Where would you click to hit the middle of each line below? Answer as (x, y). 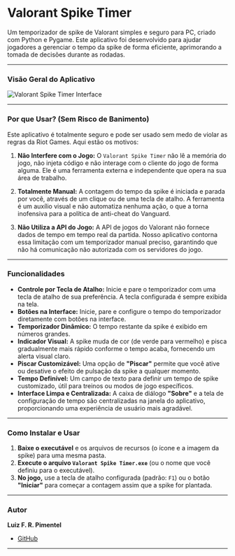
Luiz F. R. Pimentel (34, 525)
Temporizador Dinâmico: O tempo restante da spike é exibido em (112, 326)
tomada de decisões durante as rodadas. (66, 55)
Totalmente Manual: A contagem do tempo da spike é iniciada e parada (121, 191)
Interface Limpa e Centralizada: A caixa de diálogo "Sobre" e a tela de (120, 393)
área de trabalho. (42, 178)
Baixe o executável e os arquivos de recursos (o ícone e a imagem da (118, 448)
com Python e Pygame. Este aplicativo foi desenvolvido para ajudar (104, 39)
